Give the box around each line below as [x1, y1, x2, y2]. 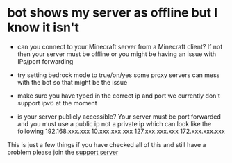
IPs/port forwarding [17, 57, 74, 65]
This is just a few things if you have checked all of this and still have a [7, 140, 206, 148]
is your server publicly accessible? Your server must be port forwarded [17, 112, 221, 121]
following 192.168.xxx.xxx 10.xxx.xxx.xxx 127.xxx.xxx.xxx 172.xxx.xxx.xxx [17, 127, 226, 135]
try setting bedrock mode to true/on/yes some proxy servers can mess [17, 71, 220, 79]
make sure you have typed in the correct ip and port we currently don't [17, 92, 221, 100]
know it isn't [7, 19, 80, 35]
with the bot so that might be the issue [17, 78, 128, 86]
